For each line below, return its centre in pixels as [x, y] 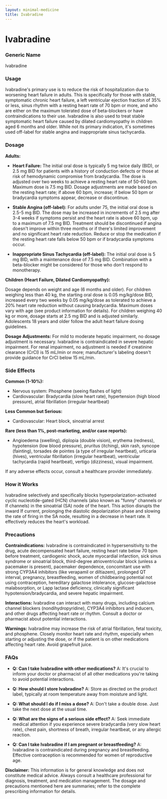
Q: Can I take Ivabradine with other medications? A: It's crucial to [81, 668]
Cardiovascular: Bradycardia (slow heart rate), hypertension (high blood [86, 396]
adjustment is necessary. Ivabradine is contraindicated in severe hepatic [80, 341]
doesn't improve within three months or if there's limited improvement [84, 228]
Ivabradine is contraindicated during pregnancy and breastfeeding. [81, 749]
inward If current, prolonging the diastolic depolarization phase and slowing [83, 511]
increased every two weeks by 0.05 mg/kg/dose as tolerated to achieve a [81, 300]
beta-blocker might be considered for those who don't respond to [80, 264]
